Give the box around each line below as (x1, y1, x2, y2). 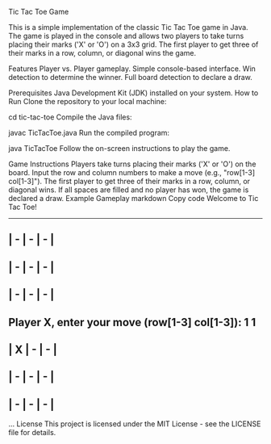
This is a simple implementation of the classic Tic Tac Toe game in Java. (8, 23, 248, 31)
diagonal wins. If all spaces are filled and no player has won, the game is (8, 185, 249, 195)
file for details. (8, 428, 56, 438)
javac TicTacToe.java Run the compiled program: (8, 128, 170, 137)
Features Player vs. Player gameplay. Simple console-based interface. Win (8, 64, 256, 73)
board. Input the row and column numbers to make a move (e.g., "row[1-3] (8, 168, 256, 177)
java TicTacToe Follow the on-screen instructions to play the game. (8, 144, 231, 153)
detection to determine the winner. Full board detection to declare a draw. (8, 73, 252, 82)
